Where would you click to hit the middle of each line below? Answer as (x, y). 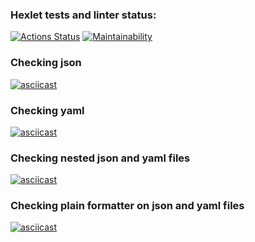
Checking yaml (47, 110)
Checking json (46, 63)
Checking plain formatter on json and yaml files (127, 206)
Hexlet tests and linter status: (83, 15)
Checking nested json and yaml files (100, 158)
